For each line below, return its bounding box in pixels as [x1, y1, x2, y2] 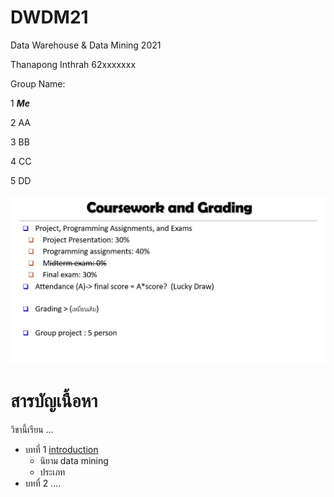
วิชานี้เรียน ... [10, 424, 54, 436]
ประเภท [39, 466, 66, 478]
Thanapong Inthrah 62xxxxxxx [10, 58, 137, 70]
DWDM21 [10, 6, 89, 29]
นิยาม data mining [39, 455, 109, 467]
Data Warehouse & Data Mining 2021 [10, 39, 162, 51]
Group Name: [10, 77, 66, 90]
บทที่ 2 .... [24, 477, 62, 490]
